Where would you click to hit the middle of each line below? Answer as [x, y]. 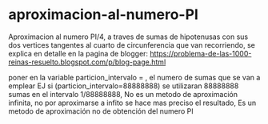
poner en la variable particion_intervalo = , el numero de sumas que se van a [134, 77]
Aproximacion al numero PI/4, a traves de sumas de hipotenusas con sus [128, 37]
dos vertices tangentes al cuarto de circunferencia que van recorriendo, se [132, 45]
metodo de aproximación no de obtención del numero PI [101, 111]
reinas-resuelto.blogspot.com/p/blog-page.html [87, 62]
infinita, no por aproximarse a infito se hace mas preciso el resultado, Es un [132, 103]
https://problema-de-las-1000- [201, 53]
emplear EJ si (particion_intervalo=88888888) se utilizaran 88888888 [124, 86]
